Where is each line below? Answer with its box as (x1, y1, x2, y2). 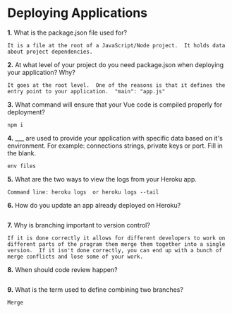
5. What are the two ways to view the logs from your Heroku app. (7, 175, 197, 183)
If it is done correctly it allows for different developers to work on (7, 235, 226, 242)
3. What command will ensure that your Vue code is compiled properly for (7, 100, 223, 109)
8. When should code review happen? (7, 265, 118, 273)
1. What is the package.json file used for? (7, 28, 128, 37)
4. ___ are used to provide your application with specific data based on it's (7, 134, 224, 142)
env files (7, 163, 37, 170)
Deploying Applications (7, 5, 148, 21)
